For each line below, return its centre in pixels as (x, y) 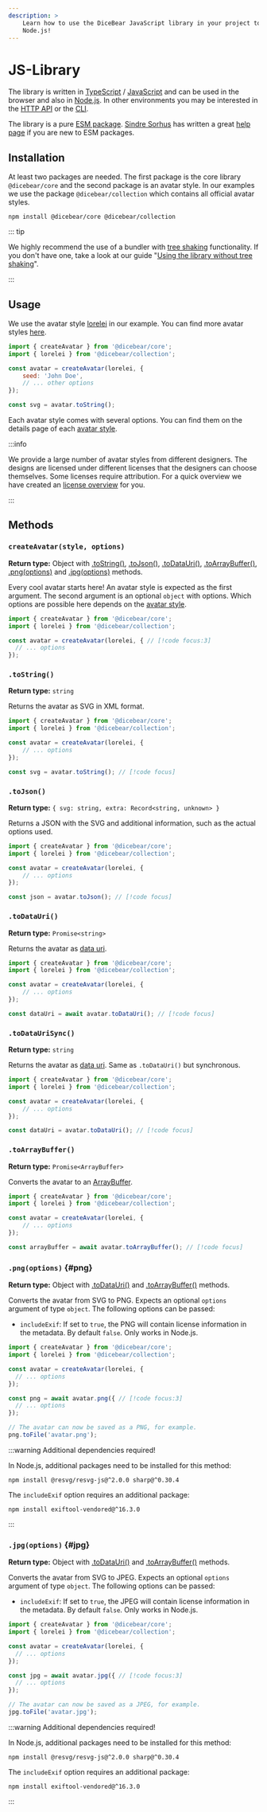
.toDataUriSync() (42, 1033)
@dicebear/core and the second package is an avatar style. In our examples (132, 185)
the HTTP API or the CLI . (48, 109)
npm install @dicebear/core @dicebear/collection (92, 217)
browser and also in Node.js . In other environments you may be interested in (133, 100)
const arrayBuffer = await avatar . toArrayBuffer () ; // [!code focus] (126, 1247)
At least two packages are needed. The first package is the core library (124, 177)
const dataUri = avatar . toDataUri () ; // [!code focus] (101, 1131)
